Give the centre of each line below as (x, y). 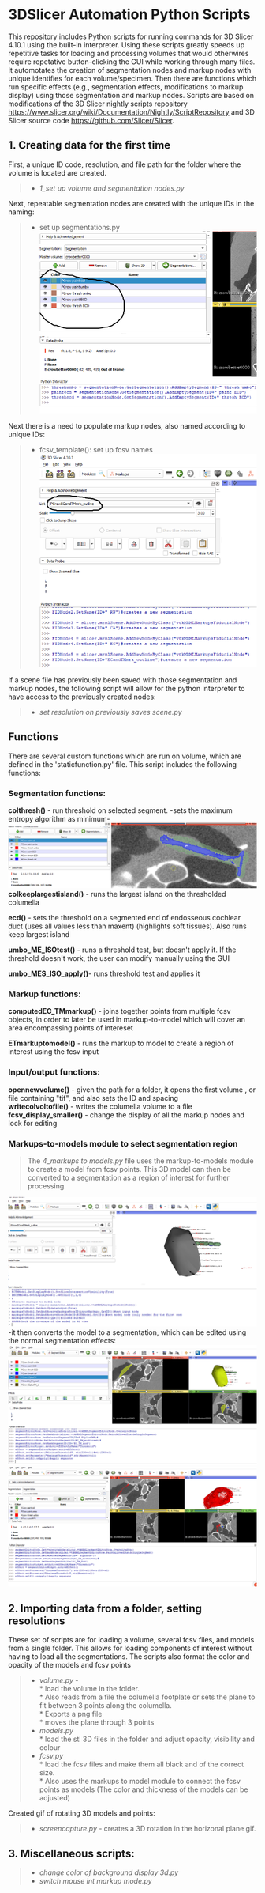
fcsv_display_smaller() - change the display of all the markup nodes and (126, 1115)
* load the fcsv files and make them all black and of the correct (142, 1764)
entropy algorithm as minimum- (59, 819)
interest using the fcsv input (54, 1052)
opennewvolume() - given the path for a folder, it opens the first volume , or (132, 1090)
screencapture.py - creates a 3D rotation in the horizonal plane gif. (147, 1829)
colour (50, 1748)
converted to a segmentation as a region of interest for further (129, 1177)
